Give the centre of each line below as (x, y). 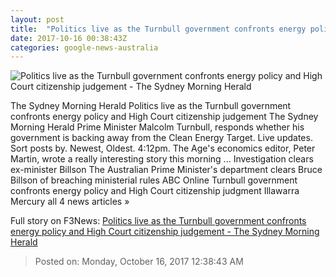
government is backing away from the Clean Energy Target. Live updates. (161, 138)
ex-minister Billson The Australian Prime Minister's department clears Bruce (166, 170)
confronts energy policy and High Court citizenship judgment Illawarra (155, 191)
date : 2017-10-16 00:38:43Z (69, 38)
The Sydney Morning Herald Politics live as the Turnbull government (151, 106)
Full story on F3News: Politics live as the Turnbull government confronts (158, 221)
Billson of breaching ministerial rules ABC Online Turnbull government (154, 180)
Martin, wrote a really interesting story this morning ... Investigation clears (162, 159)
